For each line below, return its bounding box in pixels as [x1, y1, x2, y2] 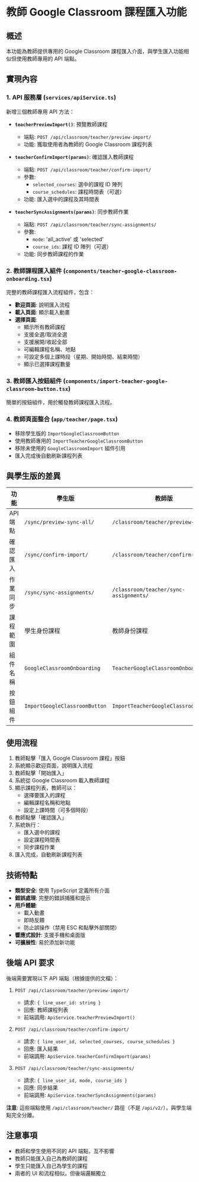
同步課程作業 [23, 843, 55, 851]
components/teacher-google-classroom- [65, 267, 178, 275]
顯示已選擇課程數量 [23, 360, 71, 368]
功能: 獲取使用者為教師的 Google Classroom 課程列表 [23, 141, 153, 148]
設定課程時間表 [23, 836, 60, 843]
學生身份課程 [24, 627, 60, 635]
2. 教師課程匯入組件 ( [6, 266, 66, 275]
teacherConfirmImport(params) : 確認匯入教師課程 [14, 153, 134, 160]
